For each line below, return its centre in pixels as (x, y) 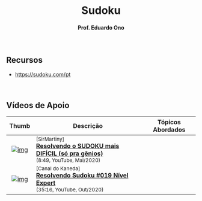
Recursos (25, 60)
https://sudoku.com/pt (43, 75)
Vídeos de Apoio (38, 105)
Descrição (88, 126)
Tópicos (169, 123)
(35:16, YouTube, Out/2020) (70, 190)
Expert (46, 183)
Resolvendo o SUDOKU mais (78, 146)
